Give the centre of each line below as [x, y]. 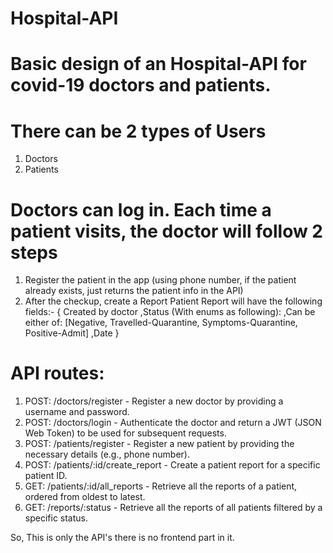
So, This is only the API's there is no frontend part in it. [122, 538]
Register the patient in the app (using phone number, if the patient [160, 280]
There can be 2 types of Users [138, 131]
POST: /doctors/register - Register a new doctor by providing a [154, 401]
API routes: [57, 373]
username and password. [77, 412]
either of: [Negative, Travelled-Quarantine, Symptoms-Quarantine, [161, 323]
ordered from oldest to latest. [85, 497]
